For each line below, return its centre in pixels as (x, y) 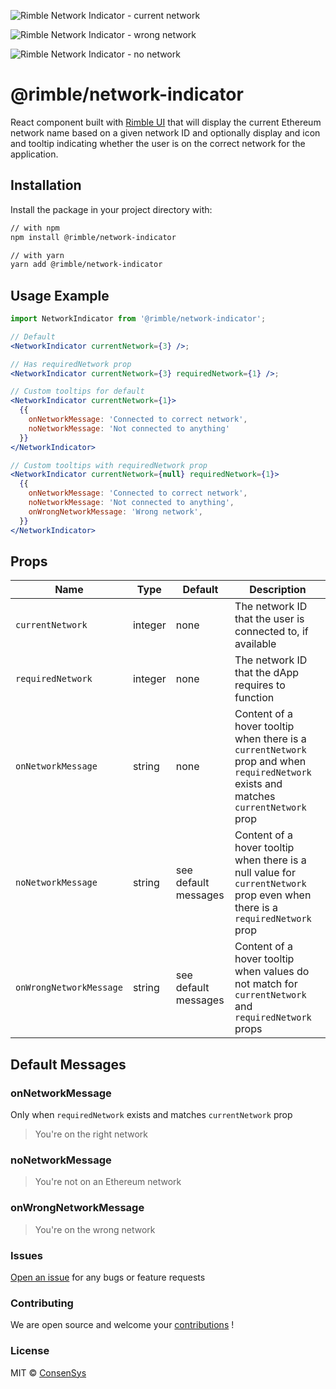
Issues (27, 1255)
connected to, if (271, 632)
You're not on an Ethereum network (108, 1182)
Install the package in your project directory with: (111, 209)
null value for (265, 873)
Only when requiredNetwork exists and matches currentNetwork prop (151, 1115)
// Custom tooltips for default (77, 391)
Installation (46, 185)
